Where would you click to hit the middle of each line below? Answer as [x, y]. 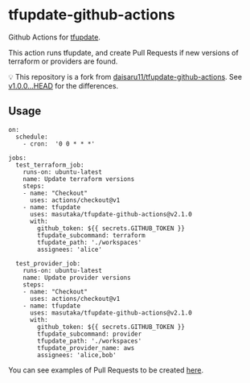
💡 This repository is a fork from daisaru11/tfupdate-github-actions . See [125, 76]
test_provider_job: [48, 263]
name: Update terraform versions [79, 179]
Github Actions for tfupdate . [54, 37]
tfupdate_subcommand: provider [90, 334]
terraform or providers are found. [63, 61]
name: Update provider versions [77, 278]
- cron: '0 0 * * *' [59, 144]
